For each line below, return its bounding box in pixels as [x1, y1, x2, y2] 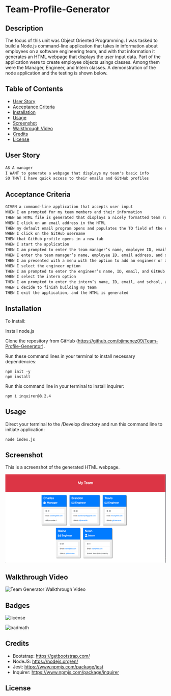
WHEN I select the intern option [5, 274, 76, 279]
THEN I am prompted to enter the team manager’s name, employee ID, [5, 247, 154, 253]
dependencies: [5, 358, 37, 364]
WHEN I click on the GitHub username [5, 231, 85, 236]
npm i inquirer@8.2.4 [5, 393, 51, 399]
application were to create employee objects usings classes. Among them [5, 59, 160, 65]
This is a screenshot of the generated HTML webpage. [5, 464, 120, 470]
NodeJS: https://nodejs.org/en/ [12, 658, 78, 664]
